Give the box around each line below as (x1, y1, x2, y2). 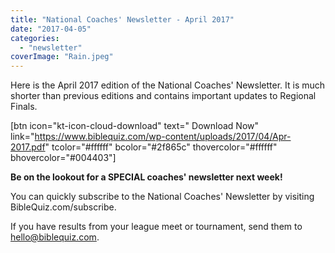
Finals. (10, 101, 38, 113)
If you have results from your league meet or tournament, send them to (10, 221, 303, 233)
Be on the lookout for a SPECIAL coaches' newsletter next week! (10, 171, 283, 183)
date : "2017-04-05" (10, 24, 92, 34)
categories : (10, 33, 60, 43)
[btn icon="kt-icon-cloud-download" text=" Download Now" (10, 120, 260, 132)
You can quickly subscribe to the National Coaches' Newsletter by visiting (10, 191, 315, 203)
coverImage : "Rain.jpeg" (10, 52, 114, 62)
